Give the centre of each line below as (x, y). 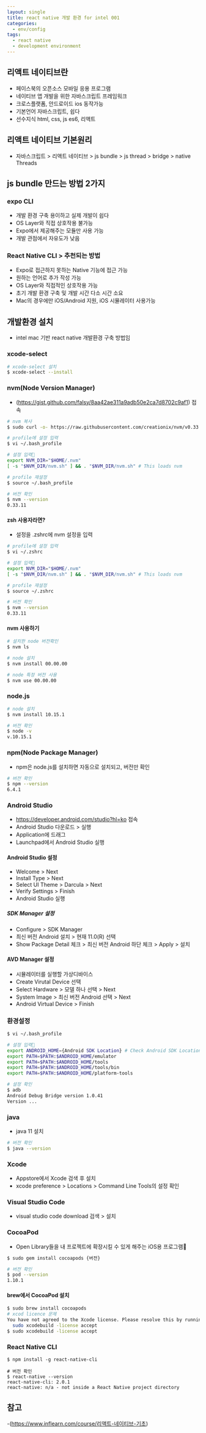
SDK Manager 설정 (31, 913)
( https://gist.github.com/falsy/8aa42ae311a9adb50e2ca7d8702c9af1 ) (103, 402)
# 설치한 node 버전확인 (33, 642)
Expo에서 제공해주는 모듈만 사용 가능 (60, 231)
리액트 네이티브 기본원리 (50, 140)
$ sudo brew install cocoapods (47, 1309)
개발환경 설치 (30, 322)
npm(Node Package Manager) (53, 753)
